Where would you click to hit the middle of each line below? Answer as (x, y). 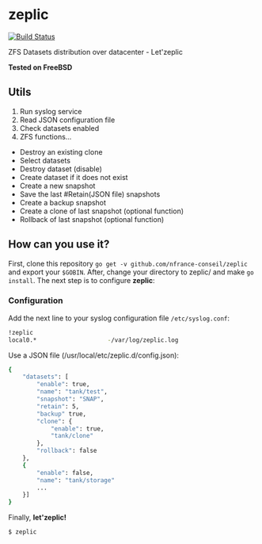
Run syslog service (51, 111)
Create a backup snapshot (63, 202)
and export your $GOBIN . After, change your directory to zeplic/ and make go (131, 272)
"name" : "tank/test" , (72, 392)
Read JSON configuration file (67, 120)
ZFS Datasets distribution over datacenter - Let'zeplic (96, 52)
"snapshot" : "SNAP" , (70, 399)
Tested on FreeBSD (40, 67)
